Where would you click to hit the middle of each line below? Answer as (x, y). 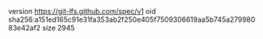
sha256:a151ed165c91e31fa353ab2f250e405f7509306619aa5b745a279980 (132, 19)
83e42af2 (25, 28)
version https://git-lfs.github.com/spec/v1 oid (82, 11)
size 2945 (59, 28)
